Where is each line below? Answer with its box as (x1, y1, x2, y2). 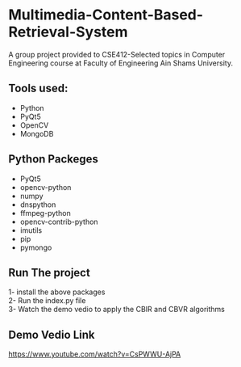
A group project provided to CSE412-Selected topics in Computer (8, 49, 226, 59)
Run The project (8, 265, 90, 280)
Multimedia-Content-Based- (8, 6, 204, 24)
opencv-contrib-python (19, 217, 98, 226)
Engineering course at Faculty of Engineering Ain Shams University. (8, 58, 234, 68)
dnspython (19, 200, 56, 209)
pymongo (19, 243, 52, 252)
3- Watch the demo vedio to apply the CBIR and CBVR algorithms (8, 305, 226, 314)
